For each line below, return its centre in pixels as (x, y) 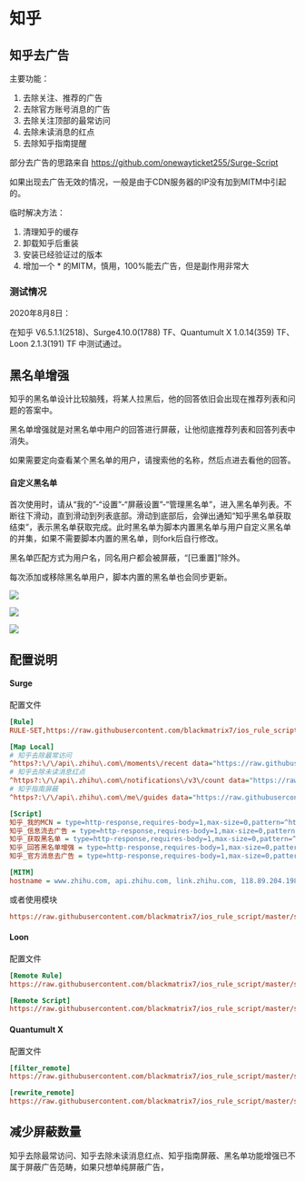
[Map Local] (32, 747)
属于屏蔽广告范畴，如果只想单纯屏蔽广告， (89, 1166)
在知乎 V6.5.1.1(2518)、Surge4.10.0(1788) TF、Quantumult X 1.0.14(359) (142, 332)
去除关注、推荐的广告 (62, 98)
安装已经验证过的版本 (62, 254)
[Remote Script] (40, 1000)
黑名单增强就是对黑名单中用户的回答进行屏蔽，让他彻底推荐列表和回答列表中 (152, 430)
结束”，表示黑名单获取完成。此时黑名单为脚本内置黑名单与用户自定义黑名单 (151, 527)
